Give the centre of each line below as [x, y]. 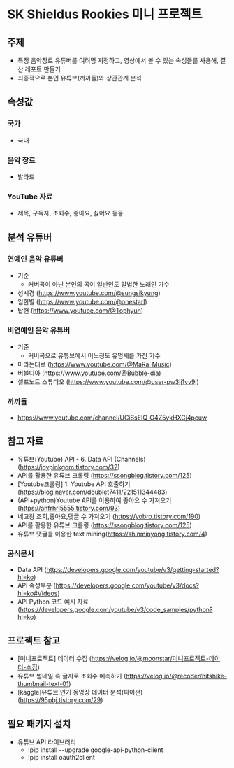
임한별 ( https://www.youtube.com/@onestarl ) [82, 301]
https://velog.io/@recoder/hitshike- [176, 676]
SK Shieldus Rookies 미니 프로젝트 [105, 14]
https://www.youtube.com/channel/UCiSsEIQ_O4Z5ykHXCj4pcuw [112, 418]
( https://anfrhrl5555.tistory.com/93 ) [69, 509]
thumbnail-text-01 [43, 684]
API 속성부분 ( [36, 585]
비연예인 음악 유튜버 [39, 330]
